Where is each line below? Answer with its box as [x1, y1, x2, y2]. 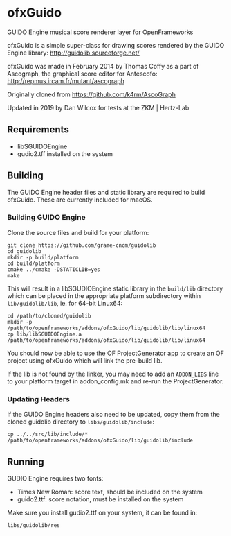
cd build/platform [7, 260, 60, 267]
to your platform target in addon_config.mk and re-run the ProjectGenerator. [7, 377, 224, 386]
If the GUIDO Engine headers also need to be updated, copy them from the [7, 410, 220, 419]
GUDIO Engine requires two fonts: [7, 474, 104, 483]
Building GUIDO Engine [7, 213, 86, 223]
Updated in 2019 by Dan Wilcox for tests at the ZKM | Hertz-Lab [7, 103, 190, 112]
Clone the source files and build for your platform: [7, 228, 149, 236]
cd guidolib [7, 248, 41, 254]
